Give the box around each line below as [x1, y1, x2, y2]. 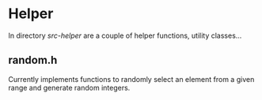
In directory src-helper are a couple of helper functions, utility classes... [8, 31, 242, 40]
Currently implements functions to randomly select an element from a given [8, 74, 255, 83]
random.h [8, 54, 58, 67]
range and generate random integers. [8, 83, 131, 92]
